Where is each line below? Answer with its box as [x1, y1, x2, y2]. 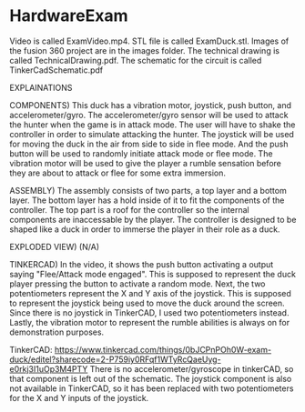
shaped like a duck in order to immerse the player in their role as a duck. [9, 224, 280, 235]
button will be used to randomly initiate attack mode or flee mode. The [9, 147, 273, 159]
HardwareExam [9, 5, 128, 26]
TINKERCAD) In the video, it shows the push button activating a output [9, 258, 274, 269]
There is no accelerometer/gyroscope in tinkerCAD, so [89, 363, 294, 374]
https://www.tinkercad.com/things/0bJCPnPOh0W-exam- [54, 344, 271, 355]
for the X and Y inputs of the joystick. [9, 392, 149, 403]
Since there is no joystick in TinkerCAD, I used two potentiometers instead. [9, 306, 290, 318]
